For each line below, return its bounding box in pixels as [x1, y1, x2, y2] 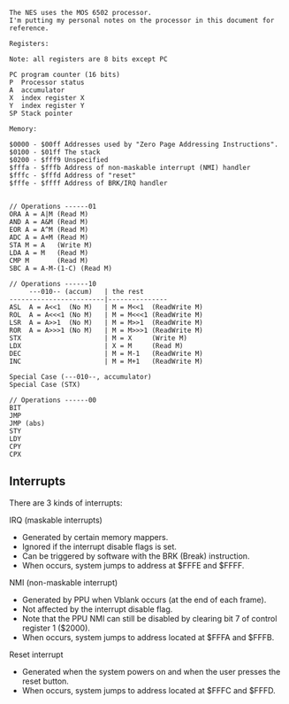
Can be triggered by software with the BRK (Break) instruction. [21, 550, 250, 561]
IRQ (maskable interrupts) [9, 514, 103, 525]
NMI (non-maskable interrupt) [9, 576, 118, 588]
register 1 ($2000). [21, 623, 91, 633]
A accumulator [9, 86, 65, 95]
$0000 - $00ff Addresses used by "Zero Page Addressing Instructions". [9, 140, 278, 149]
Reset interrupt [9, 649, 64, 660]
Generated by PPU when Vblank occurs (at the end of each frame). [21, 594, 267, 605]
